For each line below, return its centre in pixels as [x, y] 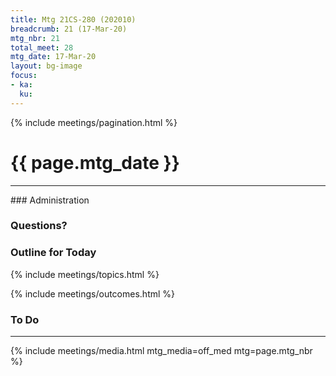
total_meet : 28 [42, 47]
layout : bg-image [46, 66]
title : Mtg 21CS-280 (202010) [73, 19]
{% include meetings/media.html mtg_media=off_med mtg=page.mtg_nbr [161, 351]
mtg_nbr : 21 [35, 38]
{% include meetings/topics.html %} [85, 274]
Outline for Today [53, 253]
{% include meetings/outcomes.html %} [93, 293]
